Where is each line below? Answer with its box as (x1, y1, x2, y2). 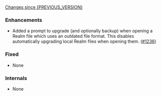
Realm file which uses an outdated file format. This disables (12, 33, 134, 39)
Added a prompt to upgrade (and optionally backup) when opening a (12, 28, 153, 34)
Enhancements (5, 16, 43, 23)
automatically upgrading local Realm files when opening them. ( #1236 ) (12, 38, 157, 44)
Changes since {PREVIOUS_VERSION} (5, 4, 83, 10)
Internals (5, 75, 27, 82)
